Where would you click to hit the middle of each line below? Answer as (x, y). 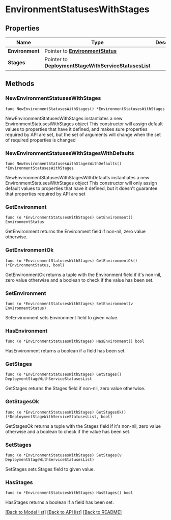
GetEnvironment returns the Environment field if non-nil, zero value (76, 231)
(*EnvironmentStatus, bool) (35, 265)
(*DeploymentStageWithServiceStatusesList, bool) (59, 417)
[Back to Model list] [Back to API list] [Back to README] (64, 512)
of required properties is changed (40, 140)
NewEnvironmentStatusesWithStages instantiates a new (64, 118)
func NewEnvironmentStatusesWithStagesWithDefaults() (64, 163)
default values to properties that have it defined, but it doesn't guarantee (81, 188)
